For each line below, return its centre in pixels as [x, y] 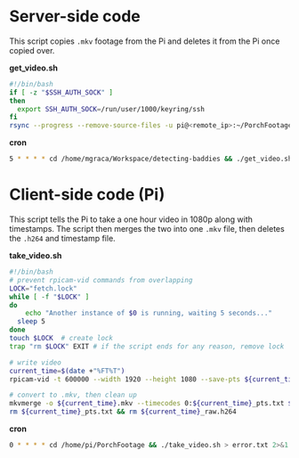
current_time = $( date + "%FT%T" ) [67, 371]
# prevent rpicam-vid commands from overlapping [101, 280]
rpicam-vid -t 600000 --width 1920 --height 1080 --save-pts [125, 379]
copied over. [32, 50]
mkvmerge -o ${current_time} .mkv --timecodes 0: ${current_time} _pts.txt [147, 404]
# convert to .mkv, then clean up [73, 395]
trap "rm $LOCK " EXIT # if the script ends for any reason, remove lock [147, 346]
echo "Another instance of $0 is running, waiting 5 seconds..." [149, 314]
